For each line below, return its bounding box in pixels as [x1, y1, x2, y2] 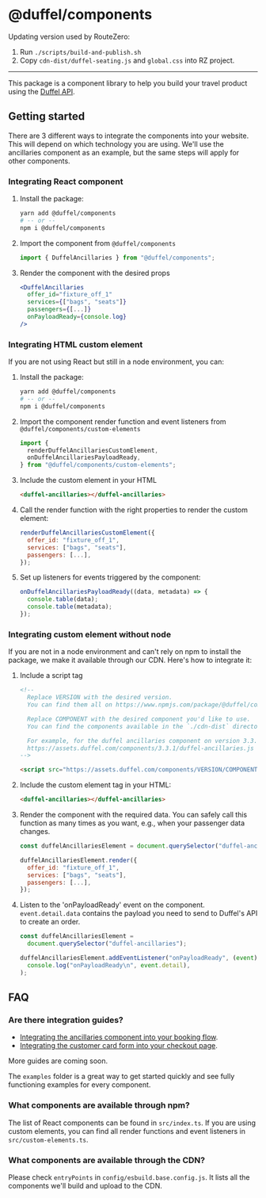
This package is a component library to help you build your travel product [8, 78, 248, 88]
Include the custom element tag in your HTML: [19, 780, 172, 790]
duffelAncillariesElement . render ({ [19, 856, 138, 864]
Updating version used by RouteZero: [8, 32, 131, 41]
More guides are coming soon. [8, 1056, 108, 1066]
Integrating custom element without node [8, 629, 172, 640]
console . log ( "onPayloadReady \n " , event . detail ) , [27, 961, 191, 969]
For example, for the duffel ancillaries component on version [27, 737, 240, 744]
